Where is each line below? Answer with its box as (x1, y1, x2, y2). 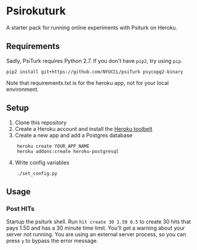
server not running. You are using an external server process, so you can (6, 231, 186, 238)
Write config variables (14, 158, 70, 166)
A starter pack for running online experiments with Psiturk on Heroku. (6, 24, 178, 31)
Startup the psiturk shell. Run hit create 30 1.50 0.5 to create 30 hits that (6, 218, 191, 225)
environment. (6, 86, 39, 93)
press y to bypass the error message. (6, 237, 98, 245)
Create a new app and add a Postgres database (14, 132, 133, 139)
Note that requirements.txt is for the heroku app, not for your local (6, 79, 169, 86)
